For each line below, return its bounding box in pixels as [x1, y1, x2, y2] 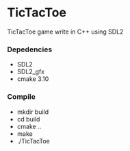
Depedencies [7, 45, 53, 54]
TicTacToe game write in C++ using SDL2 [7, 27, 124, 36]
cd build [16, 115, 40, 123]
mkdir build [16, 108, 49, 116]
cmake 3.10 [16, 75, 49, 83]
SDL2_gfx [16, 67, 45, 76]
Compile [7, 92, 36, 102]
